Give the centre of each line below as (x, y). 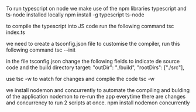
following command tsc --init (41, 50)
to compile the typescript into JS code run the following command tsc (90, 26)
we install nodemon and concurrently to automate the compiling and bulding (98, 90)
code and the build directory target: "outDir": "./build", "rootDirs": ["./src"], (95, 67)
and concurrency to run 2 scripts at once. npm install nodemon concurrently (98, 103)
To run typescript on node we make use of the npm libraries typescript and (97, 9)
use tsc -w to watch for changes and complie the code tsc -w (80, 79)
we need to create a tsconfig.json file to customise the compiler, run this (93, 44)
